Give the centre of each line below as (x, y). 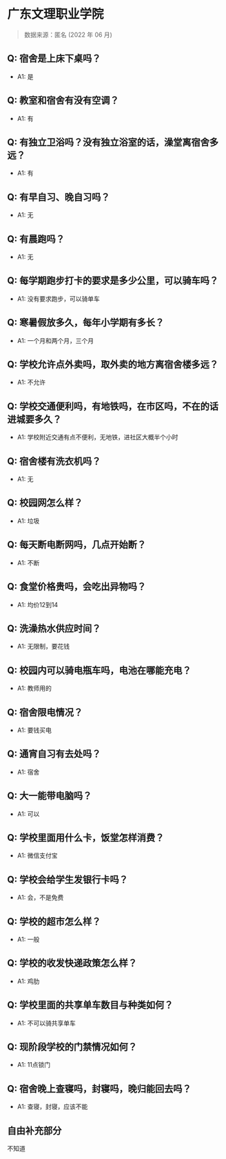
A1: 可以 (28, 814)
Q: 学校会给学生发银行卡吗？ (68, 879)
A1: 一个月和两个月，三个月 (55, 340)
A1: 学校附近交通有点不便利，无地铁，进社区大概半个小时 (97, 437)
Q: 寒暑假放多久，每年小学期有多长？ (86, 323)
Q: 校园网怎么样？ (45, 503)
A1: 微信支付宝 (37, 855)
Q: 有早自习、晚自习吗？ (59, 197)
